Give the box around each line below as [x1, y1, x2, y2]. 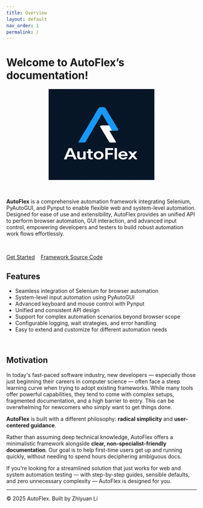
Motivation [6, 355, 48, 366]
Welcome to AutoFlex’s [6, 56, 125, 70]
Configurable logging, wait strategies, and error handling [14, 319, 156, 327]
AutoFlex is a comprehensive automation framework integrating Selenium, [6, 198, 192, 206]
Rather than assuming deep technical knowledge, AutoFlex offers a [6, 433, 173, 441]
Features [6, 271, 40, 281]
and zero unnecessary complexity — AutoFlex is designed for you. [6, 477, 172, 484]
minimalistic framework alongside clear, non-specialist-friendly [6, 439, 167, 447]
